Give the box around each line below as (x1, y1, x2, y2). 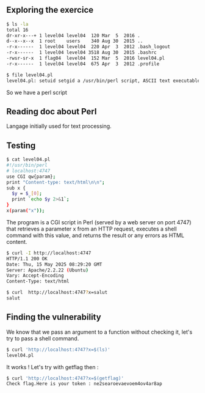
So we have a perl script (6, 89, 67, 96)
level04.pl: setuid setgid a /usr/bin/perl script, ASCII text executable (6, 78, 201, 84)
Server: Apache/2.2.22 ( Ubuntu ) (6, 267, 88, 273)
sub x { (6, 185, 26, 191)
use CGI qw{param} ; (6, 174, 56, 180)
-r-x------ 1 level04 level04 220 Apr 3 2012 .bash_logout (6, 44, 171, 50)
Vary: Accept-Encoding (6, 273, 64, 279)
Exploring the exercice (6, 5, 94, 15)
